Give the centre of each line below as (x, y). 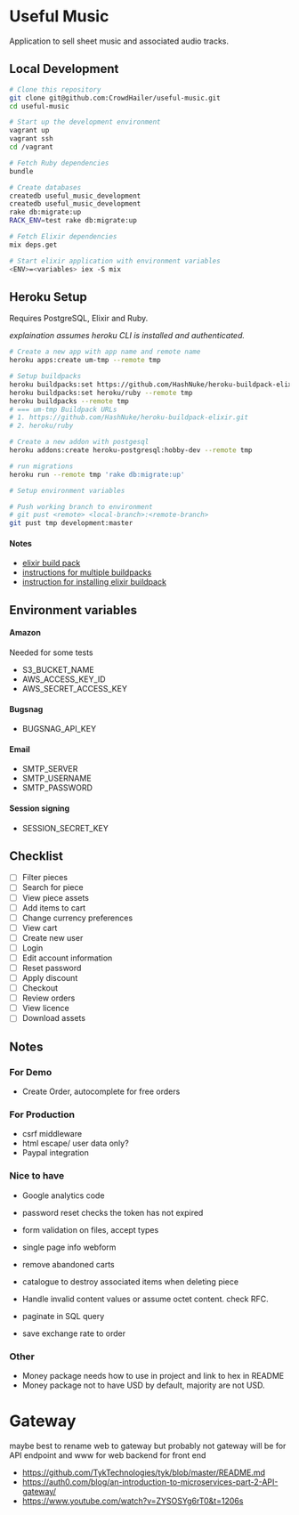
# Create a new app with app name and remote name (105, 352)
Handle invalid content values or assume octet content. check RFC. (145, 1299)
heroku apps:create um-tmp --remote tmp (85, 361)
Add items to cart (54, 907)
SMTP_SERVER (50, 769)
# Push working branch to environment (81, 506)
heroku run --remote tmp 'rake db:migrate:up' (97, 474)
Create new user (53, 937)
